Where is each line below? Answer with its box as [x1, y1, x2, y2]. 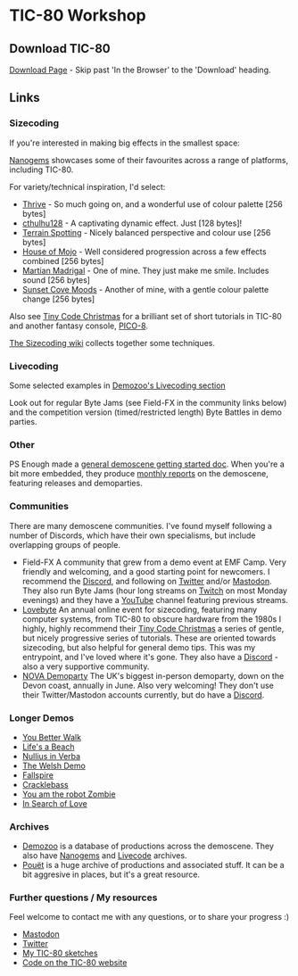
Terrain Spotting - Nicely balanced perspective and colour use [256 [21, 227, 271, 237]
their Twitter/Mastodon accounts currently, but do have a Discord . [21, 689, 265, 700]
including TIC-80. [9, 164, 74, 175]
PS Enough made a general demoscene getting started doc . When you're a [9, 459, 286, 469]
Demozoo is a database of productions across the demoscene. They [21, 840, 275, 852]
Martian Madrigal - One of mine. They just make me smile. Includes [21, 265, 269, 276]
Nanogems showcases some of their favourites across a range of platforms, [9, 154, 289, 165]
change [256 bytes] [21, 294, 95, 304]
